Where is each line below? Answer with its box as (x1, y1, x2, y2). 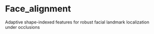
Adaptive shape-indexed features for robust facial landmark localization (5, 19, 150, 25)
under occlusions (5, 24, 40, 30)
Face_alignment (5, 3, 71, 14)
